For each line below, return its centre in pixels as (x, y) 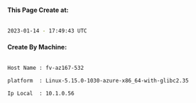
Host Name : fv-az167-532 (45, 68)
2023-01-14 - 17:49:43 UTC (47, 31)
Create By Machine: (37, 47)
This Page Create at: (38, 10)
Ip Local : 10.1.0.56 (41, 94)
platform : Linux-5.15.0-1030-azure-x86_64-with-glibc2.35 (98, 81)
